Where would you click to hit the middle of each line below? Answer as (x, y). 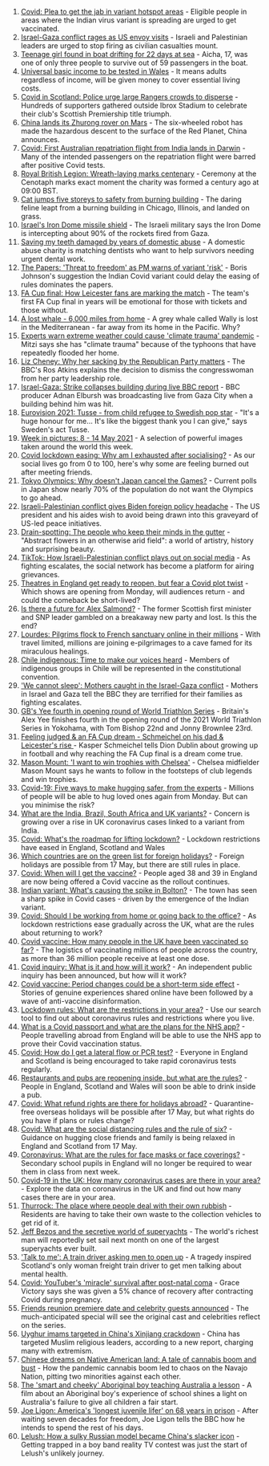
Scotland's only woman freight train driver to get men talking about (131, 1265)
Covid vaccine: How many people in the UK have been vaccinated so (134, 941)
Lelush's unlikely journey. (62, 1453)
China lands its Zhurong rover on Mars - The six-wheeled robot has (132, 122)
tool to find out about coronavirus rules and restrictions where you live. (138, 1018)
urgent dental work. (53, 259)
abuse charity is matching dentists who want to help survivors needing (137, 250)
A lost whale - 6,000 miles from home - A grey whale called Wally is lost (139, 319)
